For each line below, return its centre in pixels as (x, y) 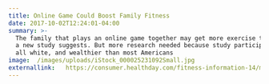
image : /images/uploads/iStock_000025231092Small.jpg (102, 61)
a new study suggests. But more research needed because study (123, 46)
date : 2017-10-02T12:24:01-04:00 (64, 23)
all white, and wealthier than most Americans (94, 53)
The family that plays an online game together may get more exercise (136, 38)
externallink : (32, 68)
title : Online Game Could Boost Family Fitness (89, 16)
